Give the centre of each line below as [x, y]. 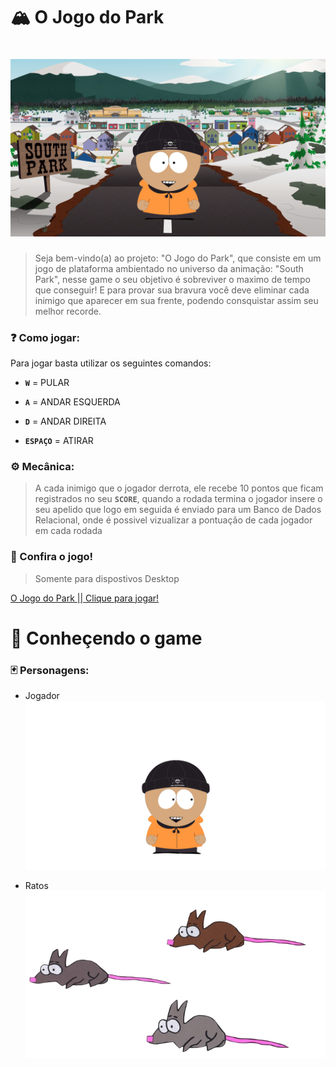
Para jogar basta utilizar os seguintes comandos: [111, 363]
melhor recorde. [68, 311]
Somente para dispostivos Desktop [107, 578]
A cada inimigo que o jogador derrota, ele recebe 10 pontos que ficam [179, 488]
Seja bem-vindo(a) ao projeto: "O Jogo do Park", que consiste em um [178, 258]
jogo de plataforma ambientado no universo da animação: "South [169, 268]
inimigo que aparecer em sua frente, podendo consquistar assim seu [176, 300]
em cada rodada [68, 531]
